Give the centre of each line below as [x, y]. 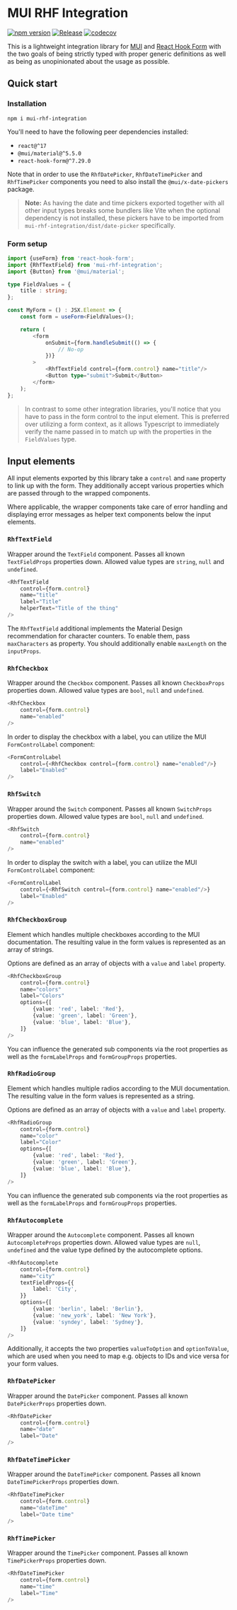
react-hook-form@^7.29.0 [54, 161]
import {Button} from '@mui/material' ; [66, 271]
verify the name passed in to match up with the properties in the [118, 431]
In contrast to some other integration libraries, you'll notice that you [123, 409]
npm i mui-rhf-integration [47, 118]
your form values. [33, 1364]
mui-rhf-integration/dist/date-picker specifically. [100, 225]
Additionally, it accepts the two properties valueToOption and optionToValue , [118, 1349]
